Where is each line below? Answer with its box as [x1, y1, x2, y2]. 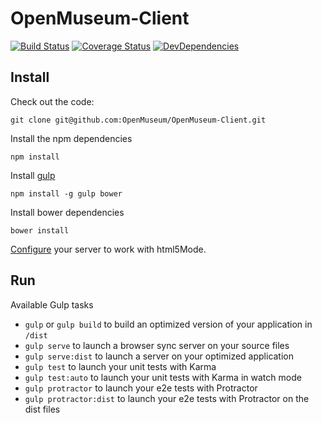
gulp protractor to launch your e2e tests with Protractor [24, 382, 258, 394]
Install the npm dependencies [10, 132, 133, 144]
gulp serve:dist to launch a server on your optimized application [24, 350, 295, 362]
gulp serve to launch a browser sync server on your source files [24, 339, 290, 351]
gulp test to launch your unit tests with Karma [24, 360, 217, 372]
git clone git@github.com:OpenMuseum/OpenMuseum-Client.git [10, 115, 267, 125]
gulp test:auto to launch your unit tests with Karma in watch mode [24, 371, 302, 383]
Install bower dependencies [10, 206, 125, 218]
